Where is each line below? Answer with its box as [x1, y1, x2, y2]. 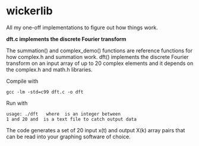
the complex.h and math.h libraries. [6, 66, 93, 73]
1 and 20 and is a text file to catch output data [6, 116, 137, 122]
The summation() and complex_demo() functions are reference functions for [6, 46, 193, 54]
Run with [6, 100, 28, 107]
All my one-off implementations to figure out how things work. [6, 24, 159, 31]
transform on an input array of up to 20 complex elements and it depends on [6, 60, 194, 67]
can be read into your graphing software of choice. [6, 133, 131, 140]
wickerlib [6, 4, 53, 18]
